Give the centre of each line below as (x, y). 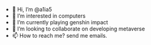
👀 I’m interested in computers (49, 16)
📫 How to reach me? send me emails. (59, 36)
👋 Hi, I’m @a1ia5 (32, 9)
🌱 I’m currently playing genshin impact (60, 22)
